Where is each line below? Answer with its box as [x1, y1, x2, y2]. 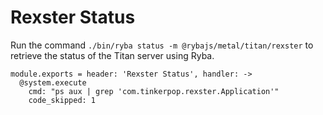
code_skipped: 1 [28, 95, 97, 105]
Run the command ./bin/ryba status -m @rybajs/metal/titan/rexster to [10, 39, 314, 51]
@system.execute [19, 77, 87, 88]
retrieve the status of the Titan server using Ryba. [10, 49, 215, 61]
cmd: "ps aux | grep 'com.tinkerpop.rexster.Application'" [28, 86, 280, 96]
